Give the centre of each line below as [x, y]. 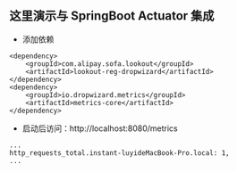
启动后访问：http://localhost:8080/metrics [100, 128]
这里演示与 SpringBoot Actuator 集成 [112, 16]
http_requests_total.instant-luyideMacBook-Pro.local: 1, [119, 153]
